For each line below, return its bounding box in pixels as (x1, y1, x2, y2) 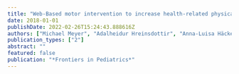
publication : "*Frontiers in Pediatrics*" (7, 56, 135, 63)
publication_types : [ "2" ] (7, 37, 84, 44)
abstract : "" (7, 43, 46, 50)
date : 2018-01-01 (7, 17, 59, 24)
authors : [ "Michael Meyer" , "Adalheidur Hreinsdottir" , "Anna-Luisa (7, 30, 215, 37)
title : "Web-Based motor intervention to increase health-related (7, 10, 208, 18)
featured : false (7, 50, 55, 57)
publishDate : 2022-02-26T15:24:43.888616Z (7, 23, 135, 30)
